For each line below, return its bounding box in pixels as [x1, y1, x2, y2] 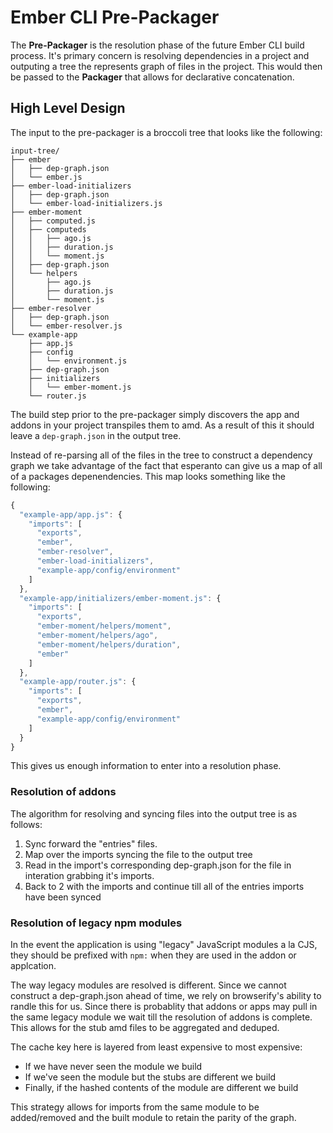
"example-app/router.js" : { [19, 677, 137, 687]
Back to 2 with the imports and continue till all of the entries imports [24, 880, 305, 892]
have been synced [24, 891, 102, 903]
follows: [10, 818, 43, 830]
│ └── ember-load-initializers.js [10, 198, 163, 208]
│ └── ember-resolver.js [10, 321, 123, 331]
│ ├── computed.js [10, 216, 97, 226]
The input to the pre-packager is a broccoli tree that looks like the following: [10, 126, 323, 138]
